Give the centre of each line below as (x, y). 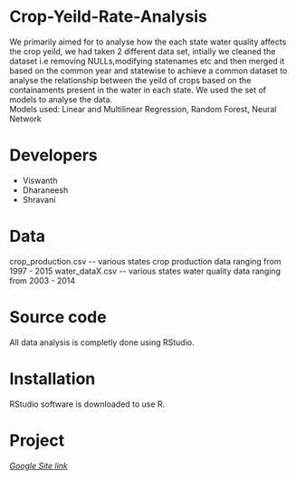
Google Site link (38, 466)
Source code (58, 317)
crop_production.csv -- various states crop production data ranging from (145, 261)
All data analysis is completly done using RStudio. (102, 342)
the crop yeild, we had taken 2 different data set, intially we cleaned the (143, 51)
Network (26, 119)
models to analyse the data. (61, 99)
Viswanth (40, 180)
